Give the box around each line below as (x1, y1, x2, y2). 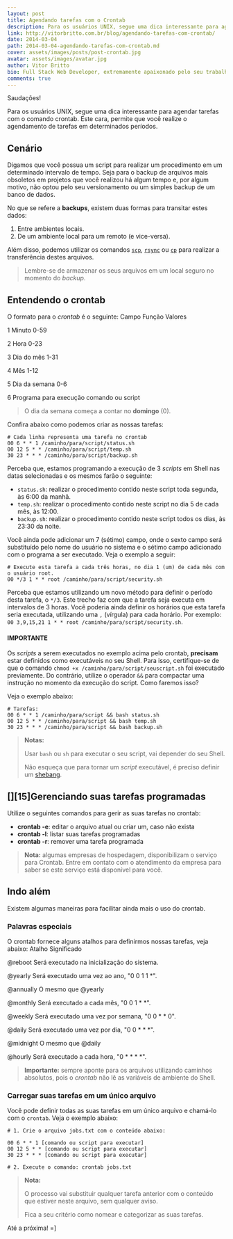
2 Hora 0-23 (7, 339, 43, 348)
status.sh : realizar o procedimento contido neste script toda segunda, (17, 485, 218, 493)
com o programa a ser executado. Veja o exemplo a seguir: (7, 550, 175, 559)
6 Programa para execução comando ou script (7, 394, 140, 401)
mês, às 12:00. (17, 507, 59, 515)
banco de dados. (7, 191, 55, 199)
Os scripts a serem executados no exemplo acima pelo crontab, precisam (7, 649, 218, 657)
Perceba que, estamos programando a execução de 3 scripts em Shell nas (7, 464, 221, 472)
